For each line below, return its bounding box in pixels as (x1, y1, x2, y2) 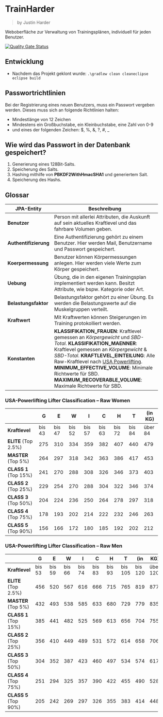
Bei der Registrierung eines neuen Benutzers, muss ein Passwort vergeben (5, 102, 155, 108)
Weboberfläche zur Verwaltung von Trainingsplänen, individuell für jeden (5, 29, 151, 35)
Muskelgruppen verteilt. (54, 306, 109, 313)
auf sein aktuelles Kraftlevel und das (54, 220, 137, 227)
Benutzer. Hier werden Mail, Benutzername (54, 240, 152, 247)
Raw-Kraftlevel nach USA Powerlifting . (54, 358, 143, 365)
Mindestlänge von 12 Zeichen (12, 116, 71, 122)
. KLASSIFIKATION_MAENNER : (65, 340, 137, 347)
